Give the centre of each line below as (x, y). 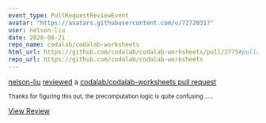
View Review (29, 110)
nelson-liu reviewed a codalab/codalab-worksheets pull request (112, 82)
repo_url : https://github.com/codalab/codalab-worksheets (106, 60)
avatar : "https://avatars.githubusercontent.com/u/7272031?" (111, 23)
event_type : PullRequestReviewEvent (68, 15)
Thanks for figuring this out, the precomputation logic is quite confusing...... (111, 96)
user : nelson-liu (37, 30)
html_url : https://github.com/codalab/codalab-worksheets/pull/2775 (123, 52)
